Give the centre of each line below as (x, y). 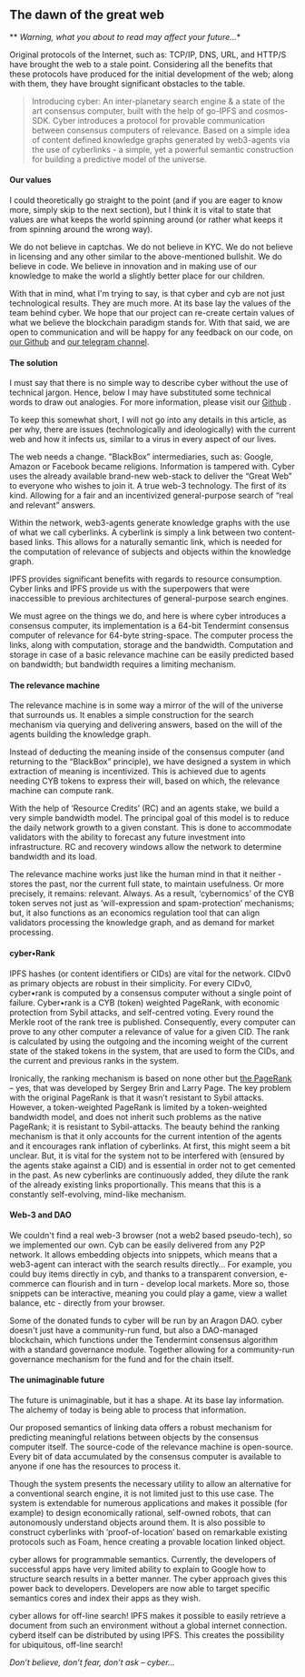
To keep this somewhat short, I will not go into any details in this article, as (148, 420)
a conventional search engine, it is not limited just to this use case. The (142, 1494)
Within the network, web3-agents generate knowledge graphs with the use (150, 523)
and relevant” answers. (53, 505)
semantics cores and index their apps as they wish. (105, 1598)
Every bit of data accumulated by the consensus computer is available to (145, 1457)
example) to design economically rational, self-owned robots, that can (140, 1513)
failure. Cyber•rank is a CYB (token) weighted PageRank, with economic (144, 1002)
